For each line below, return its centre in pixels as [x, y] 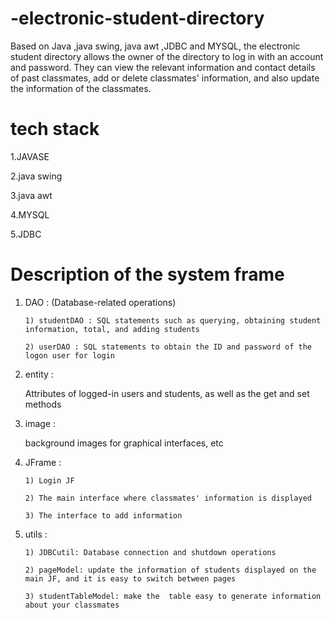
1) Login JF [49, 480]
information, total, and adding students [112, 329]
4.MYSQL [30, 214]
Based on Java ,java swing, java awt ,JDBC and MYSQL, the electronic [155, 46]
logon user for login [69, 355]
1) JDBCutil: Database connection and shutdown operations [150, 552]
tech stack [55, 129]
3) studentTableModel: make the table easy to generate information [173, 596]
